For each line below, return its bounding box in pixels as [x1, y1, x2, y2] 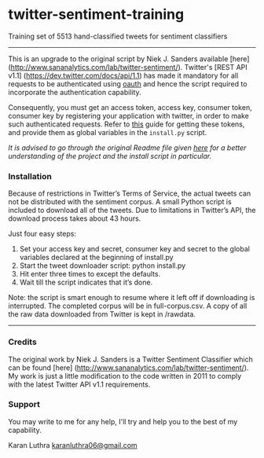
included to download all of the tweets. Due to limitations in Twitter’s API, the [8, 206, 256, 215]
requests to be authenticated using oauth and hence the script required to [8, 79, 247, 88]
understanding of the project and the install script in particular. [8, 151, 212, 160]
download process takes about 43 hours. [8, 214, 141, 223]
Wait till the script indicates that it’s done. [19, 277, 153, 288]
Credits [8, 336, 37, 347]
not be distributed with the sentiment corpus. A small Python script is [8, 197, 232, 207]
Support [8, 399, 41, 410]
